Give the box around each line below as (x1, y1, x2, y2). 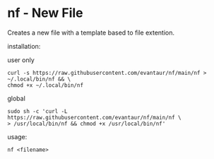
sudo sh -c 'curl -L (7, 107, 69, 114)
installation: (7, 42, 41, 50)
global (7, 94, 26, 102)
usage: (7, 132, 28, 141)
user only (7, 55, 35, 64)
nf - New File (7, 5, 83, 21)
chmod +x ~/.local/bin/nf (7, 81, 83, 89)
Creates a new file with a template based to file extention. (7, 28, 175, 37)
